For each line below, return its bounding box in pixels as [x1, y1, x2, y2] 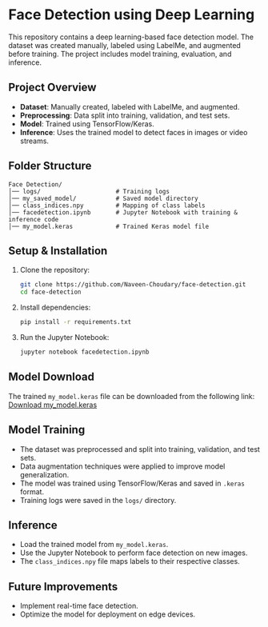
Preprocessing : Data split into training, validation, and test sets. [19, 110, 230, 120]
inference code [8, 215, 59, 223]
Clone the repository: [19, 266, 90, 275]
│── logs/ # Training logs [8, 187, 170, 195]
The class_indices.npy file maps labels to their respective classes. [19, 557, 240, 566]
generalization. [19, 469, 70, 479]
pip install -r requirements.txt [19, 318, 132, 326]
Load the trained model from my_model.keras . [19, 540, 169, 549]
